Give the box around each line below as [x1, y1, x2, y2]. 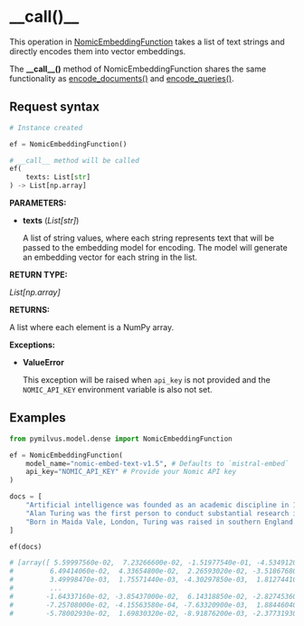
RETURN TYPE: [9, 270, 68, 280]
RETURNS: [9, 305, 50, 315]
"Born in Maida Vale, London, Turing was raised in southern [25, 517, 261, 526]
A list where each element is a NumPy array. [9, 322, 175, 332]
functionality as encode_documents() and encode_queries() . [9, 72, 234, 83]
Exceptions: [9, 339, 56, 350]
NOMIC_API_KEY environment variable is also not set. [22, 384, 213, 394]
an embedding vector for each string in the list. [22, 251, 197, 262]
